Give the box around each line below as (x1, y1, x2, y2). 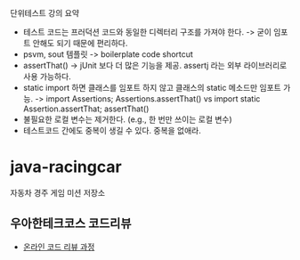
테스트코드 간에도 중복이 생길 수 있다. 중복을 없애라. (22, 126, 201, 135)
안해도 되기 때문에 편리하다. (32, 38, 128, 48)
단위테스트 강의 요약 (10, 8, 79, 18)
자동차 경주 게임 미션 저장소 (10, 187, 106, 198)
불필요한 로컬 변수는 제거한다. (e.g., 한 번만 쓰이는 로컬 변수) (22, 114, 232, 125)
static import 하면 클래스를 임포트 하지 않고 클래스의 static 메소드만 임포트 (22, 83, 281, 93)
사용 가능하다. (22, 71, 72, 82)
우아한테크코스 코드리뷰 (10, 216, 132, 232)
